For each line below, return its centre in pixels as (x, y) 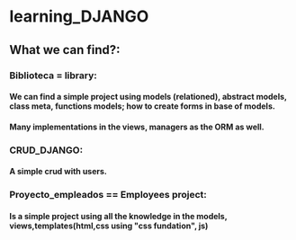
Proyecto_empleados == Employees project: (108, 195)
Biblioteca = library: (53, 76)
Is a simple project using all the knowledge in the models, (118, 216)
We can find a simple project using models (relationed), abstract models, (148, 97)
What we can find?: (65, 50)
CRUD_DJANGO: (46, 150)
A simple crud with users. (58, 172)
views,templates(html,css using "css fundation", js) (109, 226)
